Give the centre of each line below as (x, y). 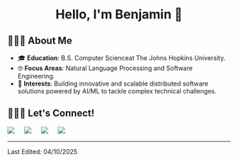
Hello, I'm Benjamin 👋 (119, 15)
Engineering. (36, 76)
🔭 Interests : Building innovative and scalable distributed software (113, 83)
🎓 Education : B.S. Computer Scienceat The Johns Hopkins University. (121, 58)
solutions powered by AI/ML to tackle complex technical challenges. (117, 91)
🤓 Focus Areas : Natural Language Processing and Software (105, 68)
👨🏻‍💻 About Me (40, 41)
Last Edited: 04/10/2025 (42, 151)
